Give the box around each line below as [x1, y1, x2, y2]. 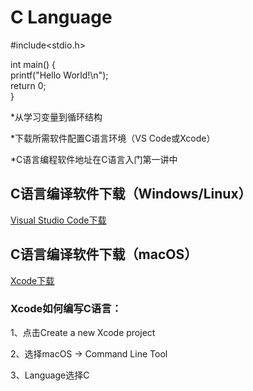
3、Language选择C [10, 369, 90, 381]
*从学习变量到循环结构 [10, 111, 103, 123]
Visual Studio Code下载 [10, 214, 107, 226]
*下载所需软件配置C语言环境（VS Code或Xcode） [10, 132, 216, 144]
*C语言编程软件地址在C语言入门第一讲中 [10, 153, 178, 165]
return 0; [10, 79, 47, 91]
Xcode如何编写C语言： [10, 302, 122, 316]
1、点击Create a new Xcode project [10, 326, 156, 338]
